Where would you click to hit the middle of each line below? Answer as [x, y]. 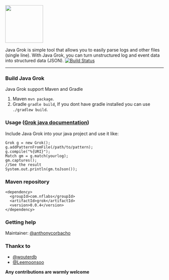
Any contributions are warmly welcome [47, 272]
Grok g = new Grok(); [28, 143]
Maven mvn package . [33, 99]
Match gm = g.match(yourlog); [37, 156]
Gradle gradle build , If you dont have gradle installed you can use [81, 104]
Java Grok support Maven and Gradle [44, 89]
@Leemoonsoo [28, 262]
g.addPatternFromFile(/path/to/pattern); [49, 147]
